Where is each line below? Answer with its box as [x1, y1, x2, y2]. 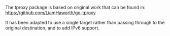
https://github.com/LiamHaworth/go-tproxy [5, 10, 96, 16]
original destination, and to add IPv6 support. [5, 25, 100, 31]
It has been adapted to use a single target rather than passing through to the [5, 20, 165, 25]
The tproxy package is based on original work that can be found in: [5, 5, 146, 10]
